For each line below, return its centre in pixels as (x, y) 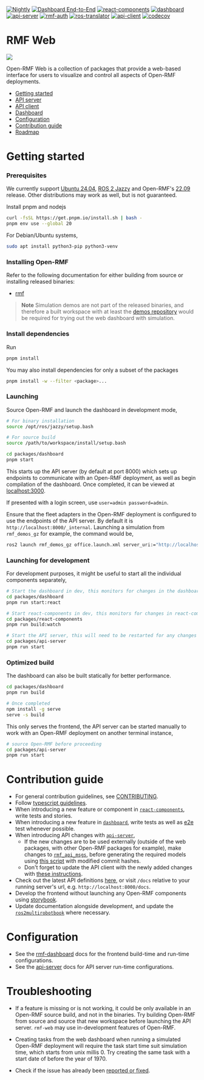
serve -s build (25, 715)
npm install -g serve (34, 709)
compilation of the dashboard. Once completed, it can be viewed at (90, 484)
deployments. (23, 81)
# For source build (31, 437)
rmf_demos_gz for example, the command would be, (70, 533)
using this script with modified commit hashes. (83, 861)
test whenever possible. (45, 829)
